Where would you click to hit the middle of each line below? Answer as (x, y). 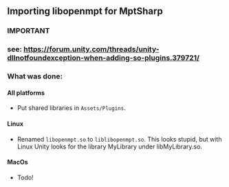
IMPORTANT (29, 31)
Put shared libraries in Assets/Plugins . (71, 108)
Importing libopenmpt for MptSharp (85, 11)
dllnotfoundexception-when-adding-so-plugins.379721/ (103, 58)
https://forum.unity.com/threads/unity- (91, 49)
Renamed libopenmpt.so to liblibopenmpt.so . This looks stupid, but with (119, 139)
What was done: (35, 76)
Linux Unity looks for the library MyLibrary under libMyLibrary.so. (110, 146)
